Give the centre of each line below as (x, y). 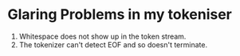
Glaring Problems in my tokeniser (120, 15)
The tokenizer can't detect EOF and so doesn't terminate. (113, 44)
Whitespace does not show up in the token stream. (102, 36)
